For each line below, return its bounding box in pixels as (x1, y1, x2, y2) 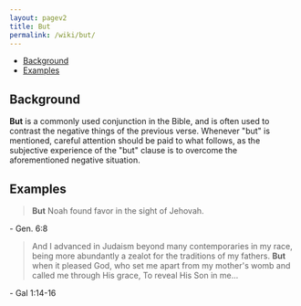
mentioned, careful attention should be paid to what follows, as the (9, 135, 261, 146)
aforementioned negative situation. (9, 154, 140, 165)
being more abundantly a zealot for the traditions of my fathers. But (31, 250, 285, 261)
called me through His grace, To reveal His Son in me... (31, 270, 239, 280)
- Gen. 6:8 (9, 223, 48, 234)
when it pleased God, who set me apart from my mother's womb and (31, 260, 291, 270)
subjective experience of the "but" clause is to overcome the (9, 145, 238, 156)
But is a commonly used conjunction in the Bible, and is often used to (9, 116, 270, 127)
